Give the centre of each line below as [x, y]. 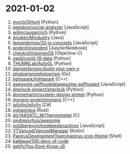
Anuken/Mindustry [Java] [38, 38]
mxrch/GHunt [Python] [35, 22]
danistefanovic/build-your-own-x [46, 68]
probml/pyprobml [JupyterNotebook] [50, 48]
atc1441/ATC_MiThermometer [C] [46, 115]
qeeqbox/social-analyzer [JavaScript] [51, 27]
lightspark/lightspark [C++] [40, 79]
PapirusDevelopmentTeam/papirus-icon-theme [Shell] [67, 136]
